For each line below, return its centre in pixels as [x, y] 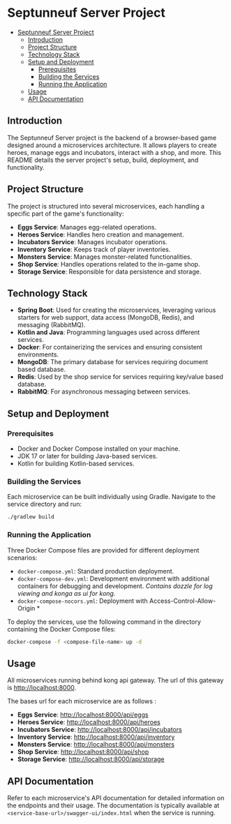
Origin [26, 608]
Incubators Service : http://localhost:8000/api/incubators [100, 730]
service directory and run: [45, 504]
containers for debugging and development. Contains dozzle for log [115, 586]
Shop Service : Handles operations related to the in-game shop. [109, 264]
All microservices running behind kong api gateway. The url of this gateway [115, 680]
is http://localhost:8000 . [42, 688]
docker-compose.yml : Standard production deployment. [96, 571]
